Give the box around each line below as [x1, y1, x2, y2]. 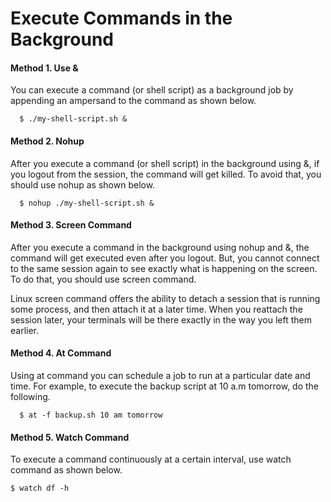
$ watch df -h [10, 483, 70, 494]
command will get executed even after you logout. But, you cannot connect [10, 252, 320, 264]
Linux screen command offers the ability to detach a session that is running [10, 292, 321, 304]
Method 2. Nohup [10, 135, 85, 147]
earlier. [10, 324, 40, 336]
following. [10, 391, 51, 402]
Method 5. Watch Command [10, 431, 130, 443]
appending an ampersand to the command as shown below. [10, 95, 257, 107]
